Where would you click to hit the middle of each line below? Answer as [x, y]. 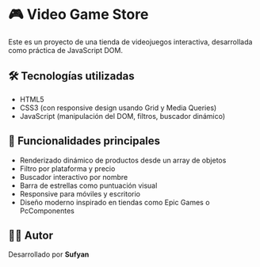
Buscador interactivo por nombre [74, 177]
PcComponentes [47, 211]
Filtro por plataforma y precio [67, 168]
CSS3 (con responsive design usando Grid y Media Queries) [118, 108]
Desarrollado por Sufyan [49, 254]
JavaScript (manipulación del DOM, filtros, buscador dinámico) [122, 116]
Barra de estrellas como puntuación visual [88, 185]
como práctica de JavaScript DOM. [65, 50]
